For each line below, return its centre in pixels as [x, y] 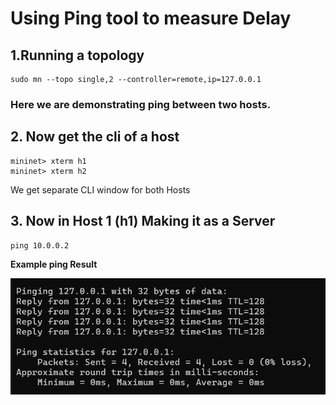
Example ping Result [54, 264]
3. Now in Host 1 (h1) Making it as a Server [143, 221]
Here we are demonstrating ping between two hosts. [141, 104]
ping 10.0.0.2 [40, 245]
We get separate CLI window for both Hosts [100, 189]
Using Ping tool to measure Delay [151, 18]
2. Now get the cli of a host [95, 137]
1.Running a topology [77, 55]
